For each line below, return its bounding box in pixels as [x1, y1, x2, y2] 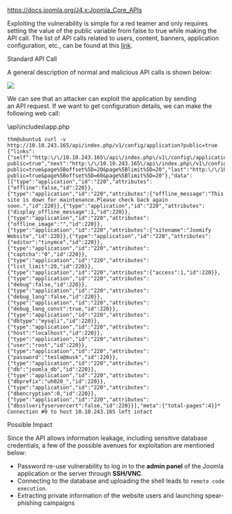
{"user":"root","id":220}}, [7, 342, 88, 349]
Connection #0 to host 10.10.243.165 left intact [7, 408, 153, 415]
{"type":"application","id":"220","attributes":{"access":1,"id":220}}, [7, 269, 221, 276]
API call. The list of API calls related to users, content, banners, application [7, 34, 220, 42]
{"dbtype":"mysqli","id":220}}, [7, 318, 100, 324]
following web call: [7, 109, 61, 117]
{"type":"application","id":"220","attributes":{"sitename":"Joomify [7, 227, 212, 234]
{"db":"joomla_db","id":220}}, [7, 366, 97, 373]
